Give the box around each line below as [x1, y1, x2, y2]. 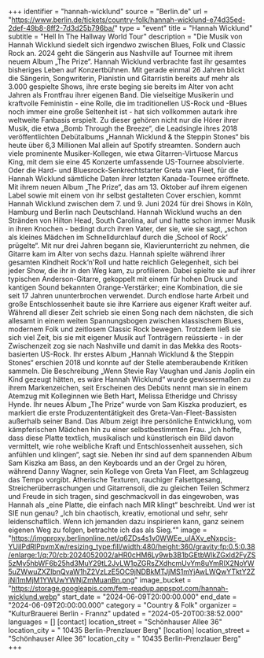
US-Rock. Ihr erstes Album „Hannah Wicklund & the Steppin [40, 349, 234, 359]
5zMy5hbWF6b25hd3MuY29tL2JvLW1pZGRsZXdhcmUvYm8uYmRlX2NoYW [8, 559, 255, 567]
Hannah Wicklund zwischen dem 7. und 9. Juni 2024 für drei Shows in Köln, [8, 199, 254, 208]
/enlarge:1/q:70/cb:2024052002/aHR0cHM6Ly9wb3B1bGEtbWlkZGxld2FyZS [8, 550, 256, 560]
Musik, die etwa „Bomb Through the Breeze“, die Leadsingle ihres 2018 [8, 124, 238, 133]
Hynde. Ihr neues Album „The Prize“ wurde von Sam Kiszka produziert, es [8, 400, 247, 408]
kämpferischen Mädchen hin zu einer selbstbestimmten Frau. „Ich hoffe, [8, 425, 242, 434]
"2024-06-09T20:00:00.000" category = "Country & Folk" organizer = [8, 601, 237, 609]
